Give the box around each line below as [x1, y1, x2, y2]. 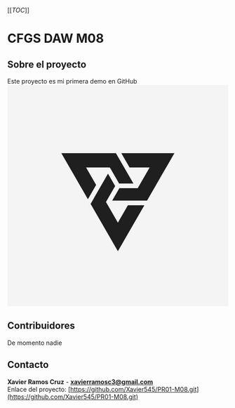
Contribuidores [7, 320, 75, 332]
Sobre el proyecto [7, 58, 86, 70]
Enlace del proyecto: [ [7, 385, 71, 393]
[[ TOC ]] [7, 6, 29, 14]
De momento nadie [7, 338, 62, 347]
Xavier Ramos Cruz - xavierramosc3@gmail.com [7, 377, 154, 386]
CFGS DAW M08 [7, 31, 104, 46]
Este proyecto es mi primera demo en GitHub [7, 77, 137, 85]
